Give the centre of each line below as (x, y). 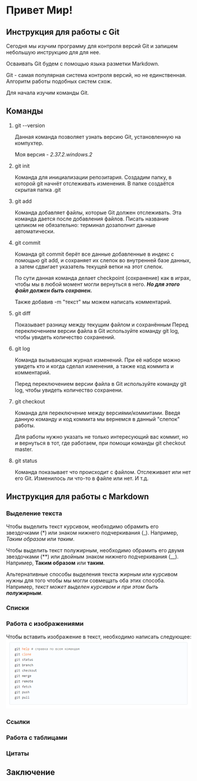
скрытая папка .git (38, 189)
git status (26, 460)
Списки (18, 608)
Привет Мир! (39, 10)
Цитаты (18, 753)
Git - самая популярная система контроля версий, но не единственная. (96, 75)
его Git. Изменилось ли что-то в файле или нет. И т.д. (81, 478)
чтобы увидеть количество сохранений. (65, 337)
